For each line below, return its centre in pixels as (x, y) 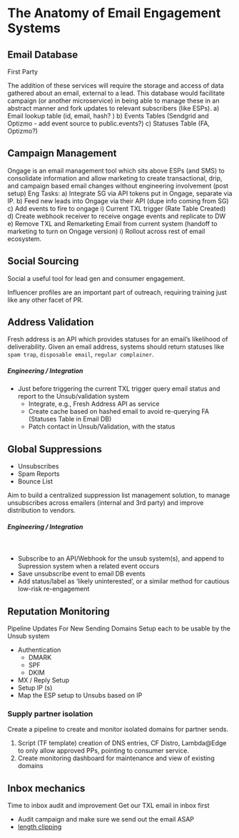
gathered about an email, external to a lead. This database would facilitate (116, 93)
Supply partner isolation (50, 713)
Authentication (39, 650)
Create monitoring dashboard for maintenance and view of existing (116, 758)
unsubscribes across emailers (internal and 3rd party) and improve (106, 503)
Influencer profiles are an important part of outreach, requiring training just (117, 292)
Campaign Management (62, 154)
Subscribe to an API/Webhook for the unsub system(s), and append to (121, 558)
